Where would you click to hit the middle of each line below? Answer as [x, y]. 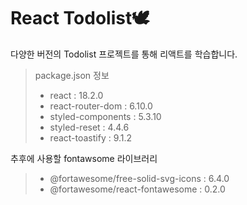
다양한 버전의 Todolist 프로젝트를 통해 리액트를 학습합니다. [124, 54]
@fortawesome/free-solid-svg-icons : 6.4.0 [139, 178]
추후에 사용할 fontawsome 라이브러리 [84, 158]
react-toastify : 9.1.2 [91, 137]
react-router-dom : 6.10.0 [101, 106]
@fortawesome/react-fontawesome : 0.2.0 [137, 189]
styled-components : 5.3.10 [105, 116]
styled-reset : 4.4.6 [89, 127]
